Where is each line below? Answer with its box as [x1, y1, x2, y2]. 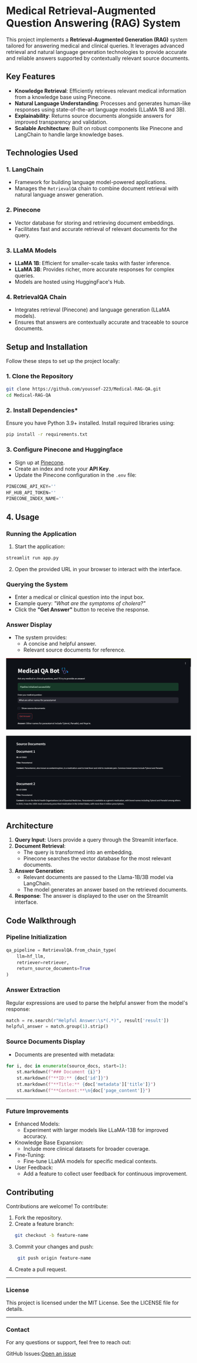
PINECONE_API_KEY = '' [6, 483, 57, 489]
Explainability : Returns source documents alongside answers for [14, 112, 172, 119]
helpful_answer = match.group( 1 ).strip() [6, 1023, 109, 1030]
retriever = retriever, [16, 959, 69, 965]
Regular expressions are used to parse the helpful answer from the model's [6, 999, 188, 1006]
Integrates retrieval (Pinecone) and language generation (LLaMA [14, 306, 170, 313]
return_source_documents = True [16, 966, 91, 972]
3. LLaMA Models [6, 246, 57, 255]
